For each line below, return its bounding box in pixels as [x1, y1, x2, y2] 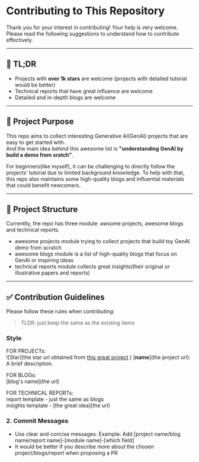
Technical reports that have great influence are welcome [14, 87, 153, 94]
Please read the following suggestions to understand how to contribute [6, 30, 179, 37]
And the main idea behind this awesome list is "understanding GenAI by [6, 145, 184, 152]
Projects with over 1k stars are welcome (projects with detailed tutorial [14, 75, 188, 82]
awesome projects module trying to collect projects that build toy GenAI [14, 238, 190, 245]
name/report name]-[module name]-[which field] [14, 436, 134, 444]
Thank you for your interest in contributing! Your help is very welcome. [6, 24, 178, 31]
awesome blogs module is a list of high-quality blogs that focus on [14, 250, 178, 257]
